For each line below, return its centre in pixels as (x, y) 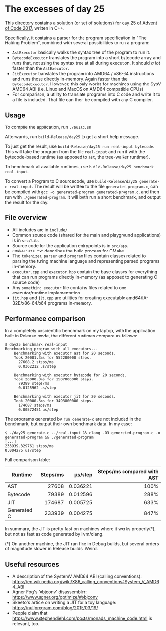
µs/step (83, 475)
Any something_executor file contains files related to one (69, 287)
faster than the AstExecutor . (41, 68)
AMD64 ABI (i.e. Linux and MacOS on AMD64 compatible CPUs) (78, 89)
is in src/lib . (25, 240)
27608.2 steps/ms (36, 362)
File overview (26, 218)
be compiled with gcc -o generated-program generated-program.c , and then (82, 192)
